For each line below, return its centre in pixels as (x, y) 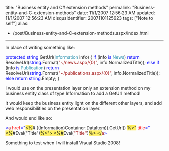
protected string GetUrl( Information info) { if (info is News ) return (72, 57)
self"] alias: (17, 23)
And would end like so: (29, 118)
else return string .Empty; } (32, 78)
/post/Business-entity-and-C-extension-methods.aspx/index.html (81, 33)
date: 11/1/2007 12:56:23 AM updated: (116, 13)
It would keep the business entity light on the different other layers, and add (84, 103)
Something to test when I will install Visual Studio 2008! (63, 143)
